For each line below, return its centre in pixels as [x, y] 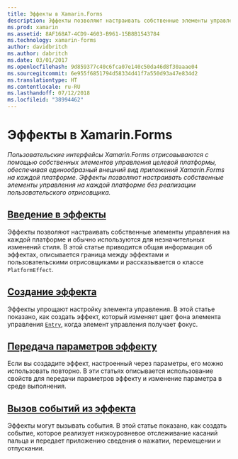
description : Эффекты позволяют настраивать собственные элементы [107, 21]
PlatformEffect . [31, 269]
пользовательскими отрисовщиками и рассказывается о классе [106, 262]
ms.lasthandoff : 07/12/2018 [49, 93]
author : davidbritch [38, 47]
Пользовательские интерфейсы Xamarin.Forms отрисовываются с [108, 154]
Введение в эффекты [57, 215]
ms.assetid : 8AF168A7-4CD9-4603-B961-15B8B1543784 [84, 34]
